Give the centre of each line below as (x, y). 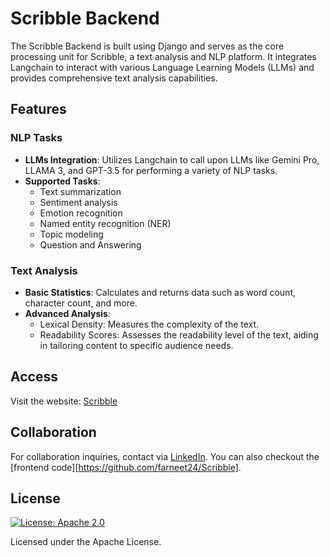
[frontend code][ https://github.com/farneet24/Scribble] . (126, 467)
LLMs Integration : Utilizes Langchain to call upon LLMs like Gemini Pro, (172, 159)
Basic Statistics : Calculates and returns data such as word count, (160, 292)
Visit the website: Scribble (64, 401)
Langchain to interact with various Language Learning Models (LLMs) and (162, 67)
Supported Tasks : (62, 181)
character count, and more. (81, 303)
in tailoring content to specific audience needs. (136, 345)
